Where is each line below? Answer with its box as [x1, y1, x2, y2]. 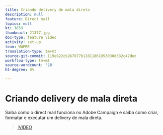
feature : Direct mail [5, 16, 50, 21]
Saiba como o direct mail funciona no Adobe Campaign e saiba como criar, [5, 109, 159, 115]
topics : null [5, 21, 32, 26]
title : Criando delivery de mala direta [5, 7, 90, 12]
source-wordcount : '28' [5, 63, 55, 67]
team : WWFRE [5, 44, 30, 49]
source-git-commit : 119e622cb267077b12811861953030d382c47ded [5, 53, 137, 59]
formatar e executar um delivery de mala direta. [5, 115, 103, 121]
